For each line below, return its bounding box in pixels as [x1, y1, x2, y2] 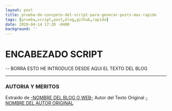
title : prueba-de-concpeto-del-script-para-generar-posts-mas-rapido [5, 12, 157, 17]
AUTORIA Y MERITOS [5, 83, 60, 90]
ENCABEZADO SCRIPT [5, 49, 103, 60]
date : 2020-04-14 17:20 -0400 [5, 21, 70, 27]
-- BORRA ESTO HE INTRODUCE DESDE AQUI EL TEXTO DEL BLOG [5, 65, 147, 72]
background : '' [5, 27, 38, 32]
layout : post [5, 7, 33, 13]
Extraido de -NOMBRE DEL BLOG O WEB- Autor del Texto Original [5, 95, 144, 101]
